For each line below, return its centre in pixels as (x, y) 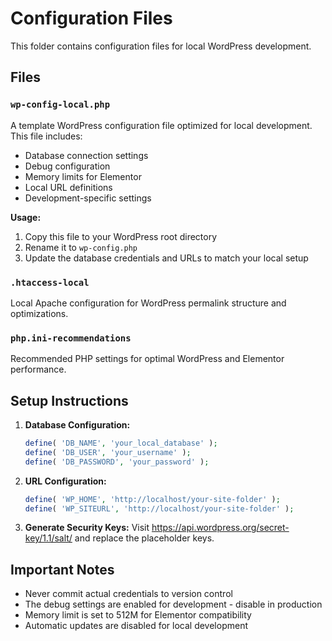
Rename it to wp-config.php (81, 247)
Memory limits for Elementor (83, 176)
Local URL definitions (68, 187)
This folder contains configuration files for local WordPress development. (161, 46)
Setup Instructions (69, 400)
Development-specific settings (88, 198)
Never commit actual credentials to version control (128, 594)
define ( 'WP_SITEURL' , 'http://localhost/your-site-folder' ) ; (159, 508)
